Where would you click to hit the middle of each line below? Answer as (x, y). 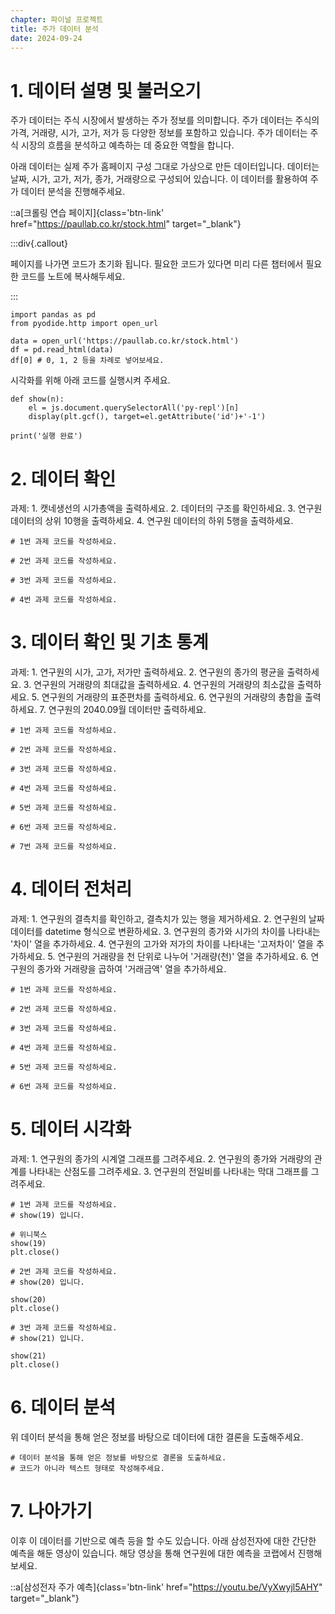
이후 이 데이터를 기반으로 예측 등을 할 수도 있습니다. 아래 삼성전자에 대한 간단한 (163, 1540)
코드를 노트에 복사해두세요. (73, 277)
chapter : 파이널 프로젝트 (57, 19)
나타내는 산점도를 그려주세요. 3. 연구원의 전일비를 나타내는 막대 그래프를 (168, 1172)
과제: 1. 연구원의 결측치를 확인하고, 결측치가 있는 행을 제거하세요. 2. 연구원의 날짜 (167, 919)
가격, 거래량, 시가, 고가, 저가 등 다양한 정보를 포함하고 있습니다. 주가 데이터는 (159, 133)
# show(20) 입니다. (47, 1282)
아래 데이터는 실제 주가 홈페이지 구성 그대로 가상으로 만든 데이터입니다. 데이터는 (165, 167)
